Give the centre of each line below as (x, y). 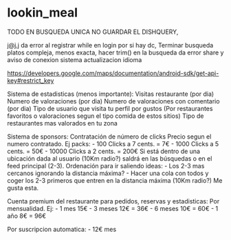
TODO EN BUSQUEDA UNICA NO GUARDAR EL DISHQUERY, (93, 32)
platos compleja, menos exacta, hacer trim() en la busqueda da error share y (115, 52)
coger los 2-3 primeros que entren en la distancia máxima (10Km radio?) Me (115, 180)
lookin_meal (42, 13)
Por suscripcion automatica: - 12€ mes (62, 229)
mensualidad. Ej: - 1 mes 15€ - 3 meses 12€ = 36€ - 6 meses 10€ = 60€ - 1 (113, 208)
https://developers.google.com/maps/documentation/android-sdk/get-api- (113, 73)
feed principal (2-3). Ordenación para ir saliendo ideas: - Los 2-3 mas (106, 166)
